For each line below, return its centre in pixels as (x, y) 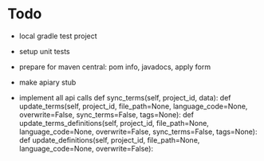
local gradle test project (58, 36)
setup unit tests (45, 51)
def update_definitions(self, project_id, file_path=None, (109, 139)
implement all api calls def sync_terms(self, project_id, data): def (125, 97)
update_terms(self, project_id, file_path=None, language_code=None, (133, 106)
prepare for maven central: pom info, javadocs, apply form (115, 67)
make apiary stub (47, 82)
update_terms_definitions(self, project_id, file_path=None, (114, 123)
